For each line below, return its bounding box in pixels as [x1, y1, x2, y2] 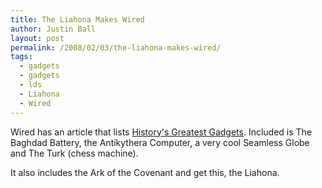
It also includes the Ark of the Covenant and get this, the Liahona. [10, 166, 280, 178]
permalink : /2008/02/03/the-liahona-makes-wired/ [10, 42, 222, 53]
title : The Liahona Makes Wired [10, 14, 145, 25]
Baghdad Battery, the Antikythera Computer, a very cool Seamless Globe [10, 136, 310, 148]
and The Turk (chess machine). [10, 147, 139, 159]
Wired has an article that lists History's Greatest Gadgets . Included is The [10, 126, 313, 138]
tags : [10, 52, 33, 62]
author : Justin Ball [10, 24, 97, 34]
